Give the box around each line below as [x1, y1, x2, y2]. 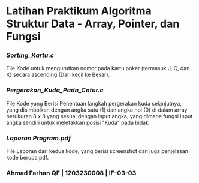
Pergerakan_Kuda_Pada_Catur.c [6, 86, 104, 94]
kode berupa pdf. [6, 154, 49, 161]
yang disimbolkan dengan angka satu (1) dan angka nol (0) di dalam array [6, 106, 188, 113]
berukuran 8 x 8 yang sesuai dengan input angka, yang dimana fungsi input [6, 112, 193, 119]
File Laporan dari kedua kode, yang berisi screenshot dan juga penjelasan [6, 148, 189, 155]
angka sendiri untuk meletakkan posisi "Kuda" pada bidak [6, 119, 149, 126]
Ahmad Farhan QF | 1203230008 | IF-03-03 [6, 169, 137, 177]
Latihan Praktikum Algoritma [6, 4, 152, 18]
